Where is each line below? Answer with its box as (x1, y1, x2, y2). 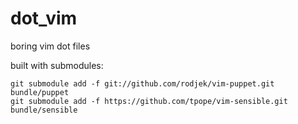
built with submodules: (10, 59, 104, 71)
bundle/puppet (10, 87, 70, 97)
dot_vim (10, 7, 78, 30)
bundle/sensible (10, 105, 78, 115)
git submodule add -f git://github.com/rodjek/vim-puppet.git (10, 78, 275, 89)
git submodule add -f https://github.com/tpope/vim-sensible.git (10, 96, 288, 106)
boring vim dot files (10, 40, 91, 52)
